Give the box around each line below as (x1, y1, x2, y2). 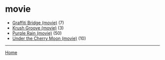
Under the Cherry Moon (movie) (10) (12, 35, 86, 41)
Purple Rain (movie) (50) (12, 30, 62, 36)
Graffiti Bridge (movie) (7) (12, 20, 64, 26)
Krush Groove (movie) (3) (12, 25, 64, 30)
